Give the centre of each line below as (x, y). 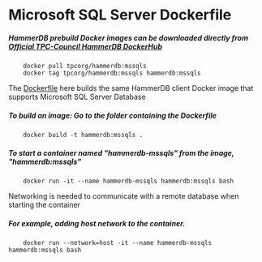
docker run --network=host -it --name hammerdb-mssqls (118, 243)
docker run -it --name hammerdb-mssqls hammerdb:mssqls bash (128, 181)
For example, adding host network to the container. (97, 223)
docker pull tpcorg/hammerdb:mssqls (85, 67)
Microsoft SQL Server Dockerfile (120, 15)
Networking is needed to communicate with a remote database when (124, 196)
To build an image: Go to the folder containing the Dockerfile (113, 115)
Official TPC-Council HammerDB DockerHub (86, 46)
